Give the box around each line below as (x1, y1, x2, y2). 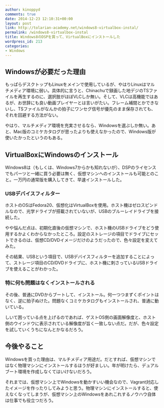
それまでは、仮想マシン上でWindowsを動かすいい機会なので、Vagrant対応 (5, 379, 155, 385)
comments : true (5, 12, 36, 17)
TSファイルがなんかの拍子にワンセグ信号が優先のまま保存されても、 (18, 106, 156, 112)
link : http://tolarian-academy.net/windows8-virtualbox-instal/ (5, 25, 139, 30)
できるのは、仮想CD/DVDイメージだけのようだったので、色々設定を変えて (9, 237, 158, 243)
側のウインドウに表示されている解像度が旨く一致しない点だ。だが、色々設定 (5, 320, 159, 326)
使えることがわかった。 (13, 266, 61, 272)
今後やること (5, 342, 44, 351)
